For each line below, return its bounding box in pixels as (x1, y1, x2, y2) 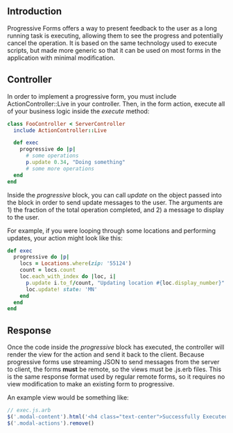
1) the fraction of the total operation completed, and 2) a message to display (7, 205, 224, 214)
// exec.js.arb (7, 407, 51, 414)
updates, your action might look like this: (7, 234, 123, 242)
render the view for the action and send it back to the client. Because (7, 350, 205, 359)
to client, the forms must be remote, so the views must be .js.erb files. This (7, 365, 222, 374)
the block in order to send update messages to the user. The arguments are (7, 198, 223, 206)
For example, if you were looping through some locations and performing (7, 226, 216, 235)
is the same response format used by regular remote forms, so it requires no (7, 373, 225, 381)
